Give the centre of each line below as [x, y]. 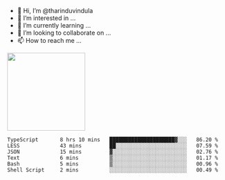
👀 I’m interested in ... [46, 18]
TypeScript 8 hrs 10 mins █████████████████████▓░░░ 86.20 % [112, 140]
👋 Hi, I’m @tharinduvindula [55, 11]
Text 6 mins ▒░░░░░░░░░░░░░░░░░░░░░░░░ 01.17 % [112, 158]
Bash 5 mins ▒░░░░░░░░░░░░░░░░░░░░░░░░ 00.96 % [112, 164]
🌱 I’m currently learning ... [54, 25]
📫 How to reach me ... [49, 40]
